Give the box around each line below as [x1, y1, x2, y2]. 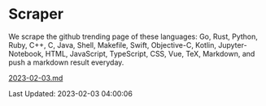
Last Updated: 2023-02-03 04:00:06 [8, 88, 133, 98]
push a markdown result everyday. [8, 57, 124, 67]
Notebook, [8, 49, 44, 58]
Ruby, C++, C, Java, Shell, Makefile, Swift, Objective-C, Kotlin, [8, 40, 217, 49]
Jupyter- [218, 40, 247, 49]
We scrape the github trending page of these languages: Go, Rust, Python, [8, 32, 259, 41]
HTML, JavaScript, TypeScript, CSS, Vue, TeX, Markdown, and [45, 49, 255, 58]
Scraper [8, 5, 63, 23]
